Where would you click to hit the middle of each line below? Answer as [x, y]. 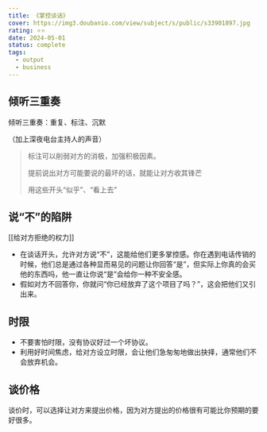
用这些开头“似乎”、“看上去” [72, 189]
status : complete [37, 45]
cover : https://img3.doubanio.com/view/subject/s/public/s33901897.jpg [129, 23]
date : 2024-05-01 [37, 38]
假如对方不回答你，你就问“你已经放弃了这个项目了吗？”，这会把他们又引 [138, 284]
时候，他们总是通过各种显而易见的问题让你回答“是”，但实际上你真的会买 [138, 264]
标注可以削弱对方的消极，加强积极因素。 [94, 156]
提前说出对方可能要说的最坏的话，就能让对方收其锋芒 [115, 172]
